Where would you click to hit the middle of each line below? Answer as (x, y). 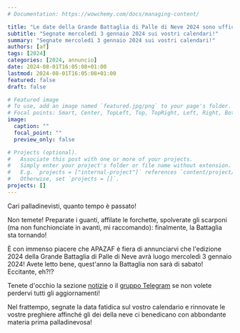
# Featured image (33, 100)
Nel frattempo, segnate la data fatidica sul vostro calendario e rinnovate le (116, 307)
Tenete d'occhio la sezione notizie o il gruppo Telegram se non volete (110, 285)
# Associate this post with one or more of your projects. (100, 159)
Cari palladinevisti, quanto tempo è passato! (72, 206)
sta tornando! (27, 235)
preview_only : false (44, 139)
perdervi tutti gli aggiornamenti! (54, 293)
